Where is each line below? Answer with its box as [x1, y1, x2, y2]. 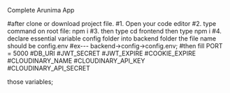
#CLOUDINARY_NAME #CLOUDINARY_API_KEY [7, 57, 145, 65]
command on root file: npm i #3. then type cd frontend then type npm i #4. [7, 27, 222, 35]
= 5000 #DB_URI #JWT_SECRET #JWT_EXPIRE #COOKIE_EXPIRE [7, 49, 196, 57]
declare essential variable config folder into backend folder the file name [7, 34, 217, 43]
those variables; [7, 78, 54, 86]
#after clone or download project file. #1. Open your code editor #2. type [7, 20, 217, 27]
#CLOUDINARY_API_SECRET [7, 64, 91, 72]
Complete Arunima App [7, 6, 75, 14]
